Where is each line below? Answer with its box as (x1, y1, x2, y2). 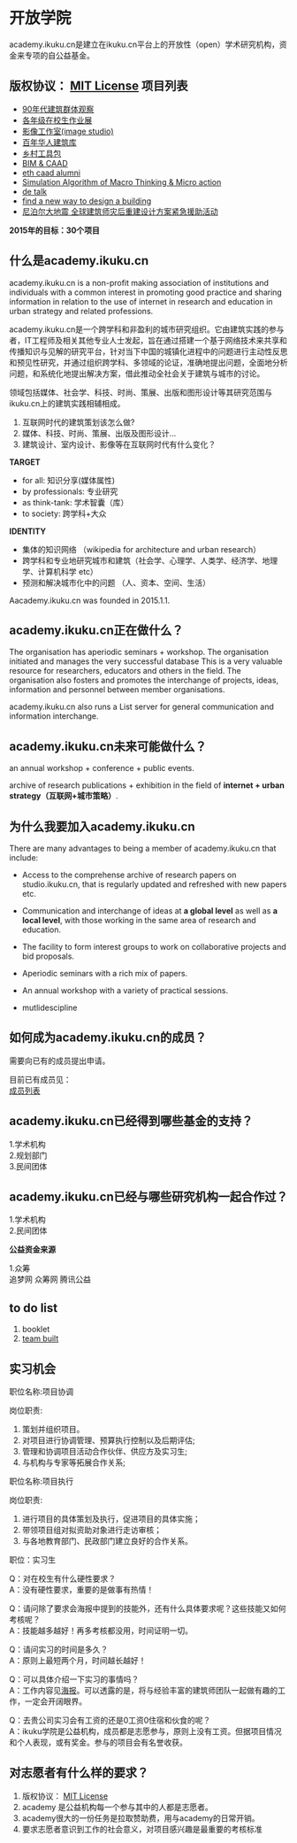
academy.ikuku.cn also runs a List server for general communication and (9, 701, 274, 713)
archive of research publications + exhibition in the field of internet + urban (9, 780, 285, 790)
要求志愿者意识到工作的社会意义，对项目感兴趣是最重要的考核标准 (21, 1824, 263, 1834)
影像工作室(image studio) (21, 126, 114, 136)
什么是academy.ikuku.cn (9, 253, 148, 268)
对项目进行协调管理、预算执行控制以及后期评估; (21, 1435, 196, 1446)
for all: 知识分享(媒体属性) (21, 474, 115, 485)
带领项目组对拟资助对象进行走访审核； (21, 1524, 162, 1536)
